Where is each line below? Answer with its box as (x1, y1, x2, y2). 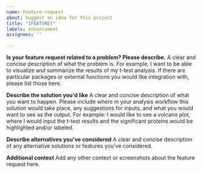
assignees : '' (6, 32, 43, 38)
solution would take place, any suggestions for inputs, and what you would (6, 104, 193, 112)
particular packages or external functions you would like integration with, (6, 73, 190, 81)
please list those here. (6, 80, 62, 87)
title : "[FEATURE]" (6, 20, 56, 26)
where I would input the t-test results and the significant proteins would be (6, 117, 193, 125)
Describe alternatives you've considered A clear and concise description (6, 136, 193, 143)
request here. (6, 161, 40, 168)
